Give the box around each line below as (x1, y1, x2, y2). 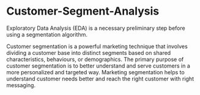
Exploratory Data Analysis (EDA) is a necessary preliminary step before (6, 24, 185, 32)
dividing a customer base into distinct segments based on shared (6, 49, 171, 56)
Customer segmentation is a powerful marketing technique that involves (6, 43, 188, 50)
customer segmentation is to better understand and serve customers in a (6, 62, 191, 69)
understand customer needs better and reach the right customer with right (6, 75, 194, 82)
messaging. (6, 81, 35, 89)
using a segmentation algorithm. (6, 30, 87, 38)
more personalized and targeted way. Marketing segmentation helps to (6, 68, 185, 76)
